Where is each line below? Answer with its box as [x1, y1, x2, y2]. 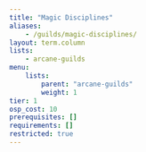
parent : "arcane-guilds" [41, 80, 134, 89]
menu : [9, 63, 29, 72]
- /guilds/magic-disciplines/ [25, 30, 138, 38]
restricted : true [9, 130, 74, 139]
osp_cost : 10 [9, 105, 58, 114]
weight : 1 [41, 88, 77, 97]
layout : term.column [9, 38, 86, 47]
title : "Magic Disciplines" [9, 13, 114, 22]
